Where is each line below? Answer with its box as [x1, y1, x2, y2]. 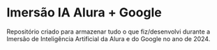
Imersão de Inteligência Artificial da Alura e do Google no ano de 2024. [6, 34, 211, 42]
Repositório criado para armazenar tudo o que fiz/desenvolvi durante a [6, 27, 211, 36]
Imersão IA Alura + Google [6, 5, 162, 21]
